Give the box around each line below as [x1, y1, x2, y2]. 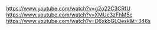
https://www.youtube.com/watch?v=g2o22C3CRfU [6, 5, 131, 12]
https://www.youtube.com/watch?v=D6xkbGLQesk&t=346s [6, 18, 151, 24]
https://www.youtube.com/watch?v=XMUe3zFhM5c [6, 11, 133, 18]
